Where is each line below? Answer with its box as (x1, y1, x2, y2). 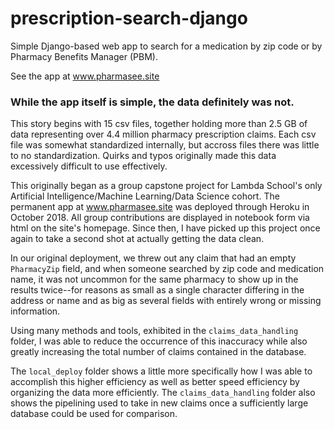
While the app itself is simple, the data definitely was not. (10, 95, 295, 109)
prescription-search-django (10, 7, 248, 30)
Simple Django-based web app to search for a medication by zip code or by (10, 40, 323, 52)
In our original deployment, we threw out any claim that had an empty (10, 252, 297, 264)
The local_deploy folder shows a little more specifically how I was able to (10, 365, 313, 377)
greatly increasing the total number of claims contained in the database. (10, 346, 307, 358)
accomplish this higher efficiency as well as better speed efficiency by (10, 376, 300, 388)
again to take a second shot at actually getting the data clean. (10, 233, 265, 245)
